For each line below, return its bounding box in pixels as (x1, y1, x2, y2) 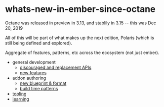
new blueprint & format (19, 80, 67, 86)
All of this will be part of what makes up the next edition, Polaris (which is (5, 35, 154, 41)
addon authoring (12, 75, 46, 81)
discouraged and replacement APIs (19, 64, 91, 70)
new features (19, 69, 47, 75)
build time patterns (19, 85, 58, 91)
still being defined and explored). (5, 40, 73, 46)
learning (12, 96, 30, 102)
